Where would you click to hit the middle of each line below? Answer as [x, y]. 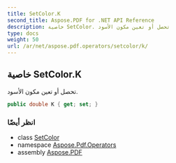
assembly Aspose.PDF [50, 152]
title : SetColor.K [34, 14]
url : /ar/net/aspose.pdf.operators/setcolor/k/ [78, 46]
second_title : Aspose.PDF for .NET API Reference [81, 20]
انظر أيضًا [21, 122]
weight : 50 [23, 40]
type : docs [23, 33]
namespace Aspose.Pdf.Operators [67, 145]
